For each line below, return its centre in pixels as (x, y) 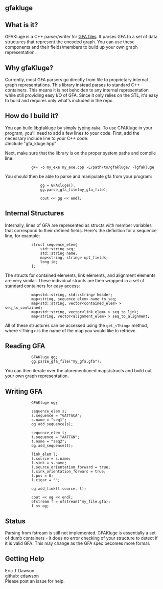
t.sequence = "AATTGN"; (55, 437)
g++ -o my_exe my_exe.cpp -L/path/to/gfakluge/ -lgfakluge (93, 167)
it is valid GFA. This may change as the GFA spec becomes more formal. (78, 543)
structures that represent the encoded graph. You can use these (70, 42)
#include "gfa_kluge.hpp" (31, 143)
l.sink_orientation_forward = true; (69, 471)
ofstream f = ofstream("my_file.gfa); (71, 502)
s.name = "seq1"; (49, 420)
